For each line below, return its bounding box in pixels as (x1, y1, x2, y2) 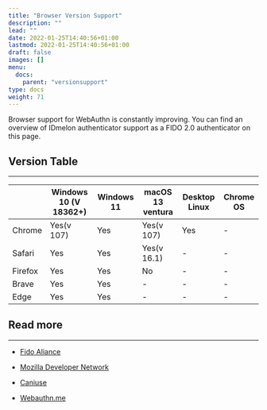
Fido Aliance (19, 346, 61, 356)
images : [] (8, 56, 44, 64)
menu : (8, 64, 26, 72)
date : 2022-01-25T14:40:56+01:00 (8, 33, 119, 42)
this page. (8, 132, 41, 141)
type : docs (8, 85, 44, 94)
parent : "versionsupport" (22, 78, 109, 86)
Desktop (182, 191, 215, 203)
